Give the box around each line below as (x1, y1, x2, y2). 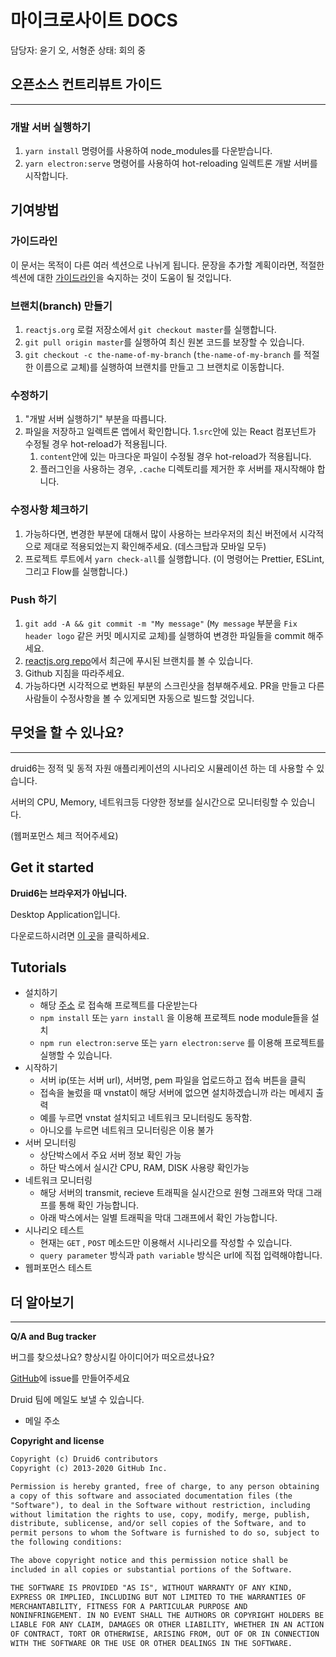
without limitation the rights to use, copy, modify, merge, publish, (10, 1509, 311, 1520)
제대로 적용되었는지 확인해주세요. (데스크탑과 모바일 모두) (43, 540, 267, 552)
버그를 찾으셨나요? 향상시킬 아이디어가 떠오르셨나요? (10, 1351, 215, 1363)
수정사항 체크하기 (10, 503, 89, 517)
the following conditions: (10, 1537, 123, 1548)
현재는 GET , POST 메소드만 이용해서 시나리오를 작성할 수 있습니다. (39, 1237, 293, 1249)
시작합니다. (24, 170, 69, 182)
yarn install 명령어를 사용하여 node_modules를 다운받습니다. (24, 145, 273, 157)
